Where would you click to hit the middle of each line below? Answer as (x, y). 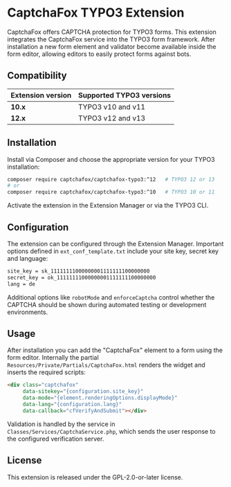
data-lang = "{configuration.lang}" (72, 405)
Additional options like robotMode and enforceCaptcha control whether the (111, 297)
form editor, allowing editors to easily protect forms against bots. (99, 54)
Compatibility (37, 76)
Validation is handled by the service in (61, 424)
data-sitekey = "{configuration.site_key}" (83, 392)
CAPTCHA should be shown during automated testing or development (107, 304)
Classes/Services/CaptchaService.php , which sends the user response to (111, 431)
